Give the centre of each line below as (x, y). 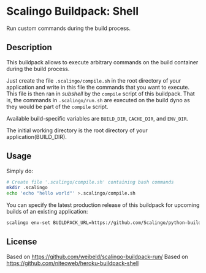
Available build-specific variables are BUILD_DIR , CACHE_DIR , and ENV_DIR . (97, 118)
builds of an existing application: (47, 212)
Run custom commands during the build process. (68, 28)
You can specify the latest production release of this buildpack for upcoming (103, 205)
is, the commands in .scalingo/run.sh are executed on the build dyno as (98, 100)
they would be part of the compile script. (57, 107)
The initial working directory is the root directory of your (77, 130)
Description (29, 47)
